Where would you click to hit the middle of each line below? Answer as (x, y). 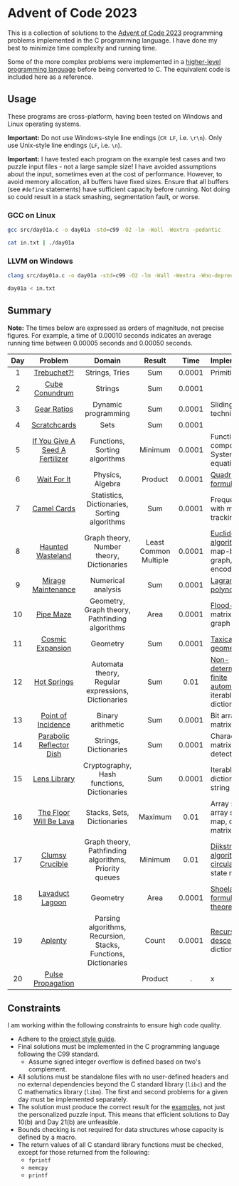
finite (219, 677)
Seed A (54, 449)
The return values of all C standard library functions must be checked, (121, 1145)
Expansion (54, 648)
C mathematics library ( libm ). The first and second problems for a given (123, 1092)
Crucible (54, 864)
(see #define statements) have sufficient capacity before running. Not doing (119, 189)
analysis (107, 589)
